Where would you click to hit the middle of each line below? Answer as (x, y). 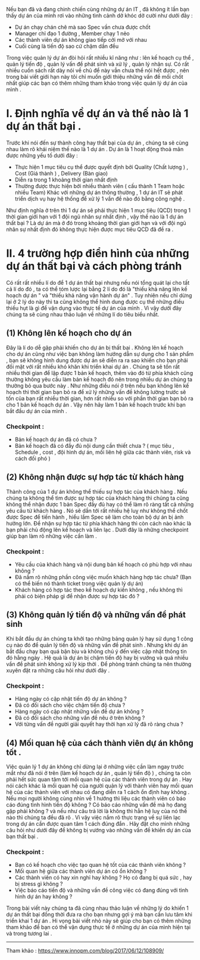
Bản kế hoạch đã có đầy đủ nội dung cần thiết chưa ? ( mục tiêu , (94, 445)
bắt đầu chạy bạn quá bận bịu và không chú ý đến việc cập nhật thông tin (96, 651)
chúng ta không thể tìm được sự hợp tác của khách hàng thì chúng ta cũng (98, 498)
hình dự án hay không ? (43, 897)
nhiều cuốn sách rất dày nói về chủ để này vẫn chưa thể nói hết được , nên (98, 70)
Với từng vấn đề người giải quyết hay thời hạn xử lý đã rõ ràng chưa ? (99, 724)
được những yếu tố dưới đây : (42, 155)
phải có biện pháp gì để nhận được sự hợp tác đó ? (77, 596)
